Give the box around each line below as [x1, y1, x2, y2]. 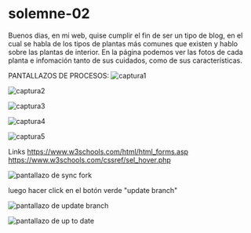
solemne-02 [8, 5, 90, 23]
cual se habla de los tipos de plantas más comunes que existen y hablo [8, 38, 238, 48]
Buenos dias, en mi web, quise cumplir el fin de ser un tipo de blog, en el [8, 31, 243, 40]
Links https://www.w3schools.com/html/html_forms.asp [8, 147, 189, 156]
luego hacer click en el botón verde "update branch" [8, 185, 178, 195]
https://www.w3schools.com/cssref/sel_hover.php [8, 155, 171, 165]
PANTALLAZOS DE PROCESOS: [8, 71, 110, 80]
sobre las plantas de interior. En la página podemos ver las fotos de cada [8, 47, 243, 56]
